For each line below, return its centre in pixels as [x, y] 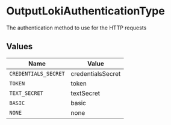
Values [20, 47]
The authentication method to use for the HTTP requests [76, 28]
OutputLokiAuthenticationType [86, 11]
